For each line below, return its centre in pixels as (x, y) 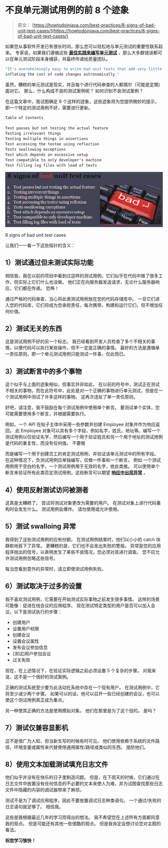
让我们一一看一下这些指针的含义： (40, 245)
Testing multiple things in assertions (47, 139)
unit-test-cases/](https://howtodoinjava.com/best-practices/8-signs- (88, 31)
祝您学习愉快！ (20, 840)
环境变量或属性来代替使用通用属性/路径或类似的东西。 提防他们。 (81, 747)
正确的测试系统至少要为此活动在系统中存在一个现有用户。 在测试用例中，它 (82, 687)
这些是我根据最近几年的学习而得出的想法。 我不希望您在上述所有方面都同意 (82, 817)
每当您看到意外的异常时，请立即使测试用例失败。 (55, 569)
